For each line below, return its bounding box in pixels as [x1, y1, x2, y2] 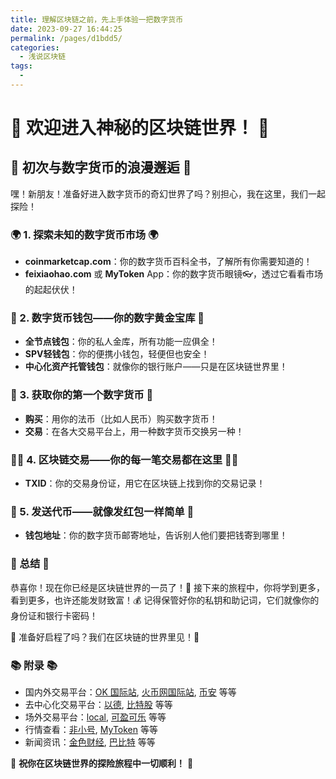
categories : [10, 42, 60, 53]
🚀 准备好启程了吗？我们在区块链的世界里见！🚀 [10, 631, 200, 643]
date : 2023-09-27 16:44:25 [10, 24, 123, 34]
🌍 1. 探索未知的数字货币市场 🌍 [10, 227, 159, 241]
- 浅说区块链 [19, 52, 67, 62]
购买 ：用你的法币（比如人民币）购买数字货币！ [24, 412, 218, 425]
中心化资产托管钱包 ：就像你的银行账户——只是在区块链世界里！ [24, 361, 288, 373]
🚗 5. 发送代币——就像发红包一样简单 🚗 [10, 504, 195, 518]
